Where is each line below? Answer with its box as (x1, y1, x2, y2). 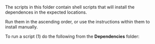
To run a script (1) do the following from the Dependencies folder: (5, 34, 140, 39)
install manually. (5, 24, 38, 30)
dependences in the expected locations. (5, 9, 87, 15)
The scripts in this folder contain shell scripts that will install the (5, 4, 135, 10)
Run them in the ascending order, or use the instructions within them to (5, 19, 150, 24)
